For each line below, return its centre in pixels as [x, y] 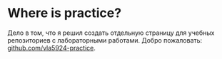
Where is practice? [65, 13]
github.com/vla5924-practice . [52, 48]
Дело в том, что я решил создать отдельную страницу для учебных [111, 33]
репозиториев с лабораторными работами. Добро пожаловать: [105, 40]
